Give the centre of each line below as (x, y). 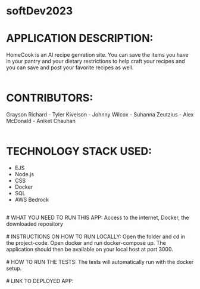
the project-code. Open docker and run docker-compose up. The (86, 243)
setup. (14, 268)
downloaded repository (35, 224)
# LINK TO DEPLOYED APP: (40, 281)
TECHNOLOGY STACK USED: (79, 151)
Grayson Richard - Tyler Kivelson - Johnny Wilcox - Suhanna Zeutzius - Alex (100, 115)
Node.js (24, 174)
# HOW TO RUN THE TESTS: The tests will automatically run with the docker (100, 262)
